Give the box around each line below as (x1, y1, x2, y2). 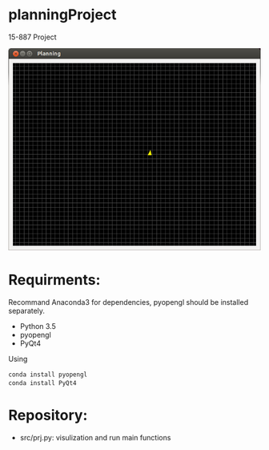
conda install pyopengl (8, 371, 88, 379)
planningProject (8, 6, 118, 24)
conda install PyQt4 (8, 379, 78, 387)
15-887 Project (8, 32, 58, 42)
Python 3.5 (19, 321, 56, 330)
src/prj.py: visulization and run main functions (19, 432, 171, 442)
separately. (8, 306, 46, 315)
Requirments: (8, 271, 101, 290)
